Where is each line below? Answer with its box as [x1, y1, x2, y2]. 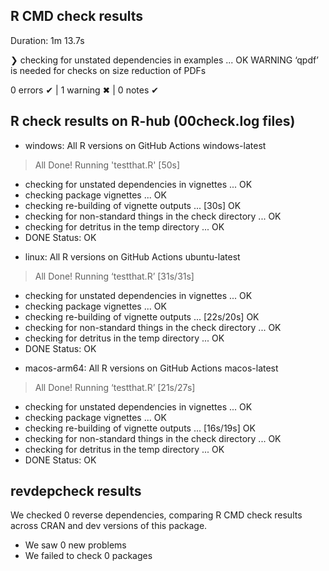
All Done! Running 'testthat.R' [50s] [34, 159, 181, 171]
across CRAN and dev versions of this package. [10, 520, 208, 532]
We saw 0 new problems [24, 539, 127, 551]
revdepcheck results [10, 483, 142, 500]
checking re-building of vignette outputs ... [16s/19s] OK [24, 422, 256, 434]
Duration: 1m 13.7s [10, 34, 85, 46]
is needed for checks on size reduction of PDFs [10, 64, 207, 76]
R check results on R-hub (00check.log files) [10, 113, 296, 130]
